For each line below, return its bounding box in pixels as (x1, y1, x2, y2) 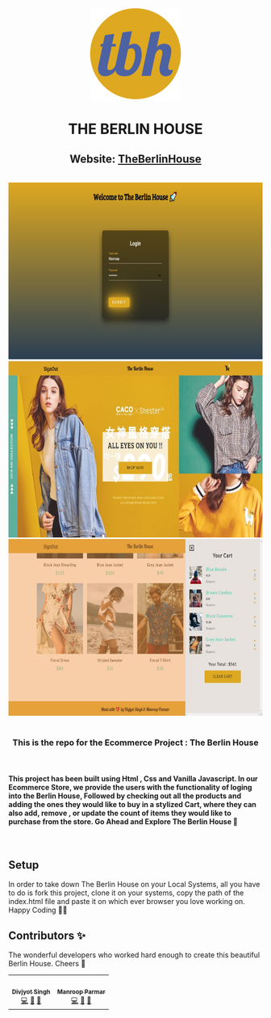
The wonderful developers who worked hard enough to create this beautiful (8, 950, 261, 960)
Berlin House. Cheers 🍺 (8, 959, 86, 969)
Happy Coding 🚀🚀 (8, 905, 68, 915)
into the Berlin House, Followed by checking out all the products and (8, 791, 242, 801)
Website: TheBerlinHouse (69, 152, 202, 166)
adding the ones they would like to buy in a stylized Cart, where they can (8, 799, 256, 809)
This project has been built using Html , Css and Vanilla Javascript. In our (8, 773, 258, 783)
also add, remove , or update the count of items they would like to (8, 808, 231, 818)
